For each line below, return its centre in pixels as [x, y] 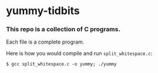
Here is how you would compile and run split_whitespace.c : [79, 54]
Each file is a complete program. [45, 42]
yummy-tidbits [43, 11]
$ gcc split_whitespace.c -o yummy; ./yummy [61, 64]
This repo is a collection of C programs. [63, 29]
